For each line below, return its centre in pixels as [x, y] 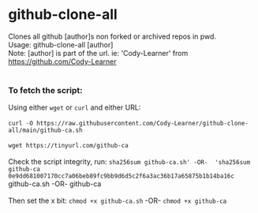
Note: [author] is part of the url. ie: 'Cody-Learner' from [98, 53]
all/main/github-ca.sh [45, 131]
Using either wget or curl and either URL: [75, 107]
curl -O [21, 124]
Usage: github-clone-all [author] [61, 44]
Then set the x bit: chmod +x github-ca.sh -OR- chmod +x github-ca [118, 201]
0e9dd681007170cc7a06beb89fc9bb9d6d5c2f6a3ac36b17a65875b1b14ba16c [122, 176]
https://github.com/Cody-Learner [62, 62]
